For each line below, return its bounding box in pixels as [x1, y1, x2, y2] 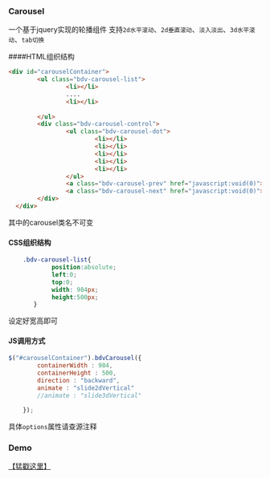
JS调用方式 [8, 335, 46, 346]
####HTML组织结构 [8, 52, 75, 62]
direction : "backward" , [37, 377, 121, 385]
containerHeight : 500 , [37, 369, 117, 378]
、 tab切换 [14, 34, 45, 45]
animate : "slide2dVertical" [37, 383, 135, 392]
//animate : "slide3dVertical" [37, 391, 142, 399]
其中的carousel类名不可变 [8, 217, 94, 227]
